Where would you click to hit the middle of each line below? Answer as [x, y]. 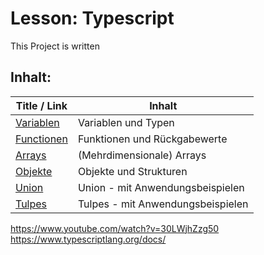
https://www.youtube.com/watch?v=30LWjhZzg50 [115, 228]
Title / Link [41, 105]
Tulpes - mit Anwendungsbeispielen [163, 204]
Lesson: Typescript [92, 18]
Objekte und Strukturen [132, 171]
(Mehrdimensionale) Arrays [142, 155]
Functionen [41, 139]
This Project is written [55, 46]
